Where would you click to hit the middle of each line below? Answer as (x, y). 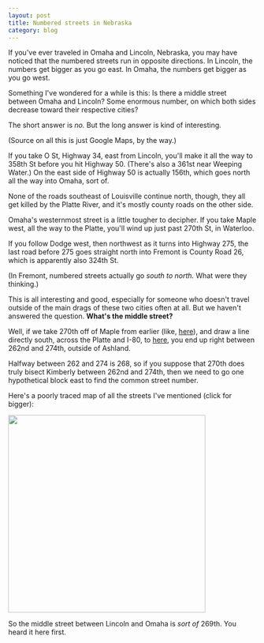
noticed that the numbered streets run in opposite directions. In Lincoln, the (131, 61)
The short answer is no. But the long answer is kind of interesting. (115, 125)
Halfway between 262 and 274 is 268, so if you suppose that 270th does (126, 363)
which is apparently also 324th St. (63, 261)
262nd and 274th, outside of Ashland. (70, 348)
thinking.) (24, 284)
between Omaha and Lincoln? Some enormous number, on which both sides (132, 102)
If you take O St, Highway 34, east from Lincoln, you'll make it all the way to (131, 156)
